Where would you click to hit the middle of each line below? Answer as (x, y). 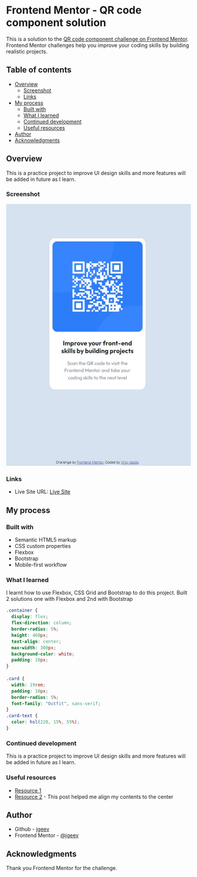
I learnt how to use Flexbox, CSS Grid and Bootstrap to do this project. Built (97, 593)
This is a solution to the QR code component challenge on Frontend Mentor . (97, 39)
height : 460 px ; (30, 635)
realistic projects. (27, 51)
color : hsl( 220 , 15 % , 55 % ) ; (46, 722)
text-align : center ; (36, 641)
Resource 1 (28, 790)
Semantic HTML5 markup (45, 540)
